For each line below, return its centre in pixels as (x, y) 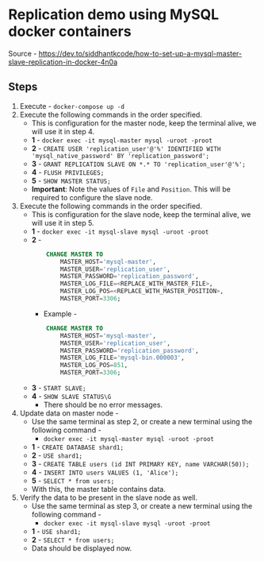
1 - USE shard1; (56, 531)
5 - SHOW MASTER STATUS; (71, 180)
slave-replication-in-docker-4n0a (63, 62)
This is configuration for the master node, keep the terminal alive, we (144, 123)
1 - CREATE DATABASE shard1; (78, 447)
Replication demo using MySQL (114, 15)
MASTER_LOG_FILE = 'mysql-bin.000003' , (122, 358)
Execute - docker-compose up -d (72, 106)
